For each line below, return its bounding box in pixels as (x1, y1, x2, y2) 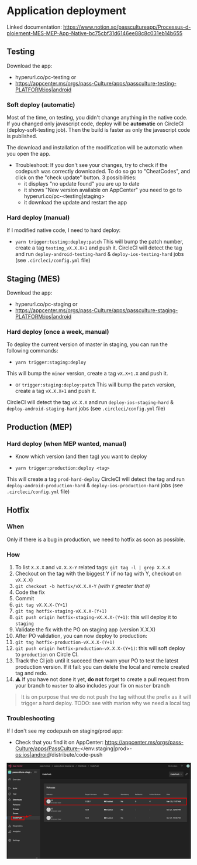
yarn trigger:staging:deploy (15, 360, 87, 365)
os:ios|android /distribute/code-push (15, 751, 103, 758)
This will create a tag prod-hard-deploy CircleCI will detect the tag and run (6, 476, 185, 483)
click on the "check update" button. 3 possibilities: (15, 174, 137, 181)
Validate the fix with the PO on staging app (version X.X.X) (15, 626, 156, 633)
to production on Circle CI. (15, 651, 79, 658)
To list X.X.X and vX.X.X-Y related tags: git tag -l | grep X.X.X (15, 564, 171, 571)
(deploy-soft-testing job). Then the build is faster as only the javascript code (6, 126, 191, 134)
